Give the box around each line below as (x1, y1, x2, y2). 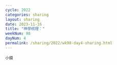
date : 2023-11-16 (5, 21, 42, 27)
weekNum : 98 (5, 31, 31, 36)
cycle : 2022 (5, 7, 31, 13)
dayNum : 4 (5, 36, 26, 41)
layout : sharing (5, 17, 40, 22)
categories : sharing (5, 12, 49, 17)
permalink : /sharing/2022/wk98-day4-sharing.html (5, 41, 113, 46)
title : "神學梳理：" (5, 26, 45, 31)
